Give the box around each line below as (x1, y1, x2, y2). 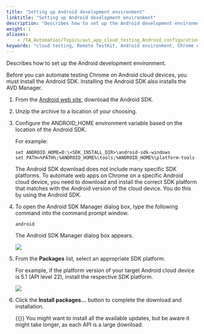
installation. (15, 302, 44, 310)
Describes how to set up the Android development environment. (6, 59, 167, 67)
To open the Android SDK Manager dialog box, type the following (15, 203, 178, 210)
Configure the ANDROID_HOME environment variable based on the (15, 119, 183, 126)
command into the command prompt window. (15, 209, 129, 216)
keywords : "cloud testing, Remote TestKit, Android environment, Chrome (6, 43, 194, 49)
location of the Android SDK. (15, 126, 87, 133)
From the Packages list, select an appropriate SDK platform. (15, 254, 166, 262)
